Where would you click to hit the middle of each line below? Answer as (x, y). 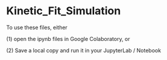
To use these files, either (37, 27)
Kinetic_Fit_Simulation (64, 11)
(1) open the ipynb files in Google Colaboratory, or (68, 39)
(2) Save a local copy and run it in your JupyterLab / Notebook (84, 50)
